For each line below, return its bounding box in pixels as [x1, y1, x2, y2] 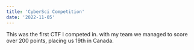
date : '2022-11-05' [6, 14, 55, 20]
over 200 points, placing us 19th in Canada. [6, 37, 114, 44]
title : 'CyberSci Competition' [6, 8, 85, 15]
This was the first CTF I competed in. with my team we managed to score [6, 30, 188, 37]
